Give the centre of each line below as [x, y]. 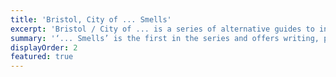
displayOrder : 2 [44, 47]
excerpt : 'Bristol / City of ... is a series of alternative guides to [162, 29]
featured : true [42, 57]
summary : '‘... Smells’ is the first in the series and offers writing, [165, 38]
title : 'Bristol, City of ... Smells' [91, 19]
